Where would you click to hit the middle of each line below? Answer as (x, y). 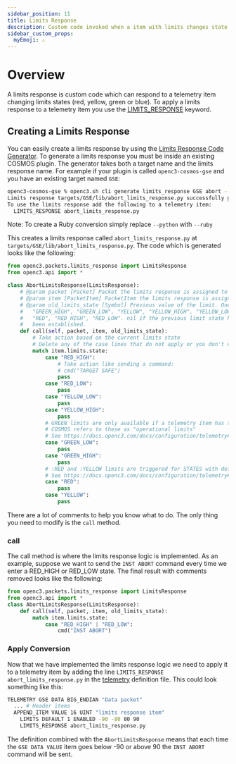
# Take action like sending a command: (116, 364)
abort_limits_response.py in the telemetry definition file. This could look (112, 679)
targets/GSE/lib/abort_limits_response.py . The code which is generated (114, 246)
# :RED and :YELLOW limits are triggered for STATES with (131, 469)
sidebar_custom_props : (40, 33)
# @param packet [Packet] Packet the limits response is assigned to (124, 292)
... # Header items (42, 706)
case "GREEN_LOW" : (72, 443)
